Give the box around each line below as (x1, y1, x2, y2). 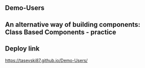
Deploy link (5, 45, 40, 53)
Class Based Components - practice (5, 28, 116, 36)
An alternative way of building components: (5, 20, 141, 29)
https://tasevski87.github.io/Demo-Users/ (5, 57, 88, 63)
